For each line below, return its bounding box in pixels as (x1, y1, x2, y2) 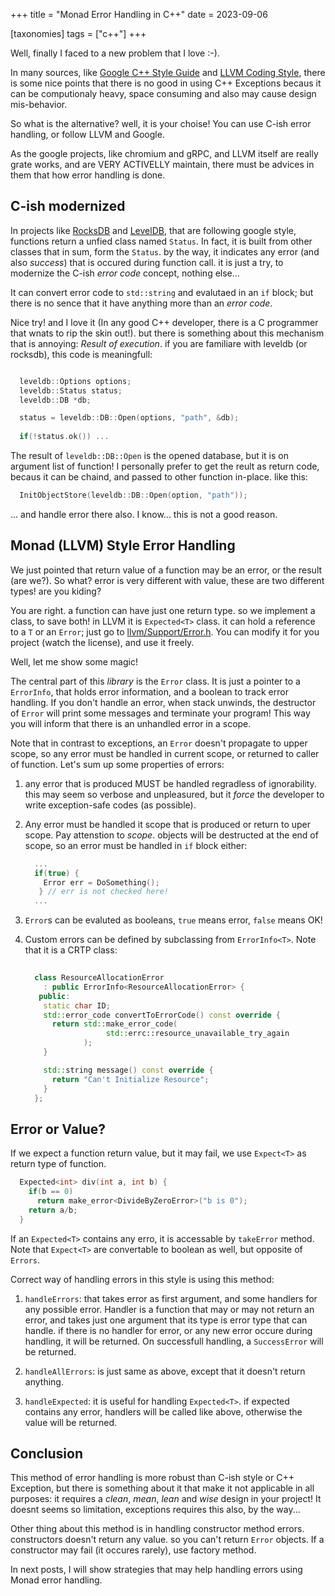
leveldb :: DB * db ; (19, 395, 92, 405)
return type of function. (10, 1158, 107, 1170)
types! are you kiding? (10, 585, 102, 597)
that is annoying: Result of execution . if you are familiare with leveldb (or (10, 337, 308, 349)
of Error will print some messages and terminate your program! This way (10, 707, 311, 719)
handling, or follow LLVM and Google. (10, 129, 165, 140)
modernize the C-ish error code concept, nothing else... (10, 267, 240, 279)
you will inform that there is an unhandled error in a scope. (10, 717, 252, 729)
